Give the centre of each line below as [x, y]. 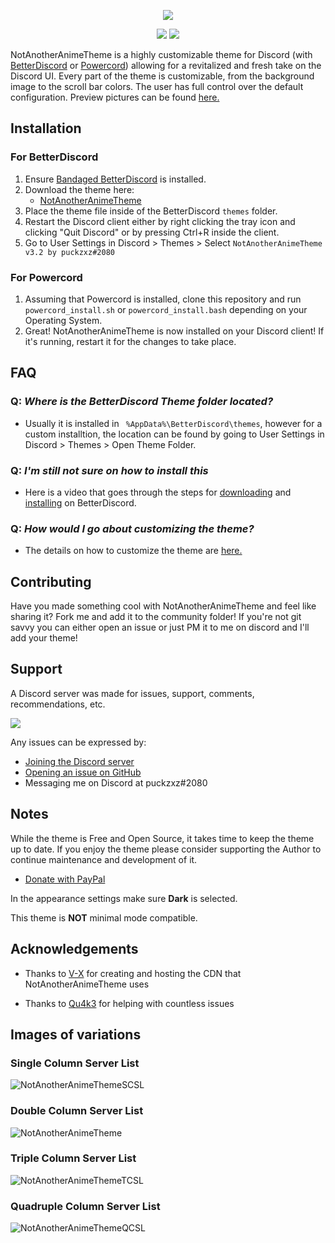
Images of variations [76, 1034]
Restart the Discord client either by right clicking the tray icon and [160, 221]
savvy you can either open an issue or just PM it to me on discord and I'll [160, 627]
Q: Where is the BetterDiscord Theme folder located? [142, 402]
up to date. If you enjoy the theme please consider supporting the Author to [166, 849]
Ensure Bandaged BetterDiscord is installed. [115, 179]
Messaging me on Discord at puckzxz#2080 [116, 782]
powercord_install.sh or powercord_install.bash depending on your [166, 309]
